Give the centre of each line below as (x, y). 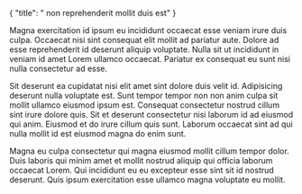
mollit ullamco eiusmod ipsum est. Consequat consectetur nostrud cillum (145, 105)
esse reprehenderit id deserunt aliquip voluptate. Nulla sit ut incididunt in (144, 49)
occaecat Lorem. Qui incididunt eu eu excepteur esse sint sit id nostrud (142, 170)
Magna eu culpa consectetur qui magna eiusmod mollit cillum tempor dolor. (150, 151)
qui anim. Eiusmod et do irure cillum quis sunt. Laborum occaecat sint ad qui (151, 124)
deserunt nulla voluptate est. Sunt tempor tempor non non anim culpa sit (144, 95)
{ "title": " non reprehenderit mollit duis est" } (93, 13)
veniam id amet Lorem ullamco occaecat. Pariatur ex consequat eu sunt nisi (150, 59)
